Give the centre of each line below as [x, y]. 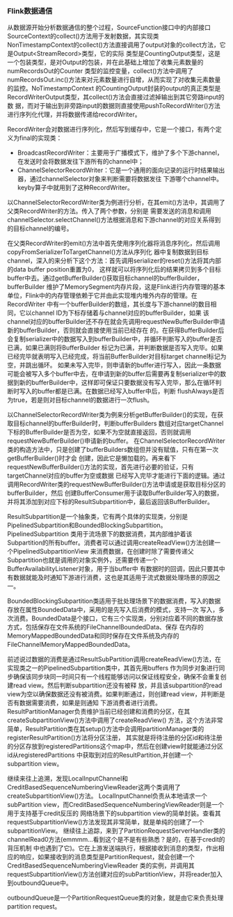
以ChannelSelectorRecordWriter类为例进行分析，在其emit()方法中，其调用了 [116, 203]
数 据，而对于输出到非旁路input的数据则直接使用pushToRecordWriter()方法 [114, 106]
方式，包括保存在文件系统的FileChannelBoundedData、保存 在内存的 [105, 627]
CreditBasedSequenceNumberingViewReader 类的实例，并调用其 [101, 865]
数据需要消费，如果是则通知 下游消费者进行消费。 [90, 703]
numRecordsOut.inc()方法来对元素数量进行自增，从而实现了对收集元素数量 [114, 80]
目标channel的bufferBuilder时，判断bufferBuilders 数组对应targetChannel [118, 423]
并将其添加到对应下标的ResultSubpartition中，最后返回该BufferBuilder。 [111, 502]
